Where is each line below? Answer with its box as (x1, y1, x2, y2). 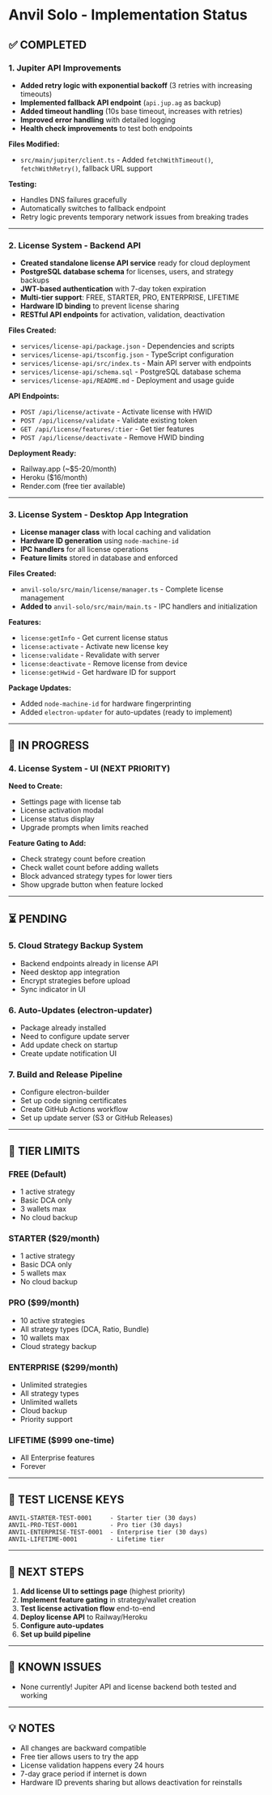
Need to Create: (8, 781, 63, 791)
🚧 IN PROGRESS (8, 738, 90, 752)
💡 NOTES (8, 1721, 55, 1735)
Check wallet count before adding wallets (19, 863, 159, 872)
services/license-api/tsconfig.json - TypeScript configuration (19, 350, 235, 359)
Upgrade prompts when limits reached (19, 823, 149, 833)
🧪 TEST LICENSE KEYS (8, 1492, 125, 1506)
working (19, 1690, 48, 1700)
